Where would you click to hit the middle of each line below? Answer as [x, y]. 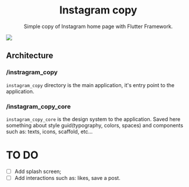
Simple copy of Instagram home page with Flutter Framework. [98, 26]
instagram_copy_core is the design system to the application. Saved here [93, 119]
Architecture [30, 56]
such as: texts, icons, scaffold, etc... [49, 131]
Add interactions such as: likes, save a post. [68, 178]
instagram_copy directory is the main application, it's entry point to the [90, 85]
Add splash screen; [38, 171]
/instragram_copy [32, 72]
